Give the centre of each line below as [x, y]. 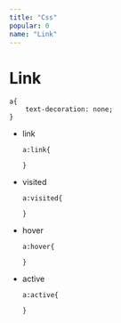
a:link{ [36, 150]
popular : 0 [29, 26]
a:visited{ [42, 198]
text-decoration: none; [69, 109]
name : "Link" [33, 34]
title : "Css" [33, 17]
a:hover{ [38, 247]
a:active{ [40, 295]
